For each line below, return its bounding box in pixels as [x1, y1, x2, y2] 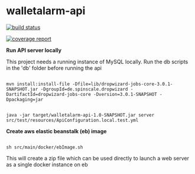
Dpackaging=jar [6, 96, 44, 102]
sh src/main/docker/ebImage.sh [6, 144, 83, 150]
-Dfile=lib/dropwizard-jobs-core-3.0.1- [71, 81, 173, 87]
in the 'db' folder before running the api [6, 64, 102, 72]
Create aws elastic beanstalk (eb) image [6, 127, 107, 134]
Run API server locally [6, 46, 62, 54]
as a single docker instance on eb [6, 161, 89, 168]
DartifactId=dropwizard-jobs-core [6, 91, 92, 97]
